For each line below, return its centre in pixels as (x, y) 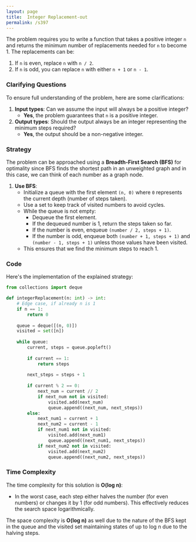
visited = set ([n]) (40, 331)
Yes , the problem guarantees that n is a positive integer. (91, 115)
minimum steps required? (45, 128)
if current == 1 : (48, 358)
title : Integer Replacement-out (47, 17)
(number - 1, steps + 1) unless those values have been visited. (110, 242)
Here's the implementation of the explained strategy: (70, 277)
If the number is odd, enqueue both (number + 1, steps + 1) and (111, 236)
